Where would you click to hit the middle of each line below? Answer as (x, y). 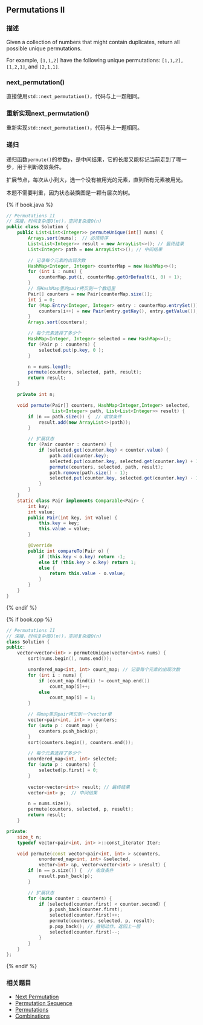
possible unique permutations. (44, 48)
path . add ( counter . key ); (79, 456)
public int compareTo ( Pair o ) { (69, 551)
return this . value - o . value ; (87, 574)
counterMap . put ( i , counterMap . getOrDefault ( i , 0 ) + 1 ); (110, 277)
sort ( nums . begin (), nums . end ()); (70, 659)
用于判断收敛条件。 (40, 166)
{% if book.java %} (30, 205)
